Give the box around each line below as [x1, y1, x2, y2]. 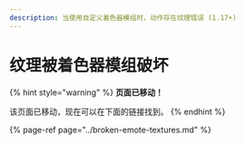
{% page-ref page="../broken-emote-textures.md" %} [9, 124, 211, 135]
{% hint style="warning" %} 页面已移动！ [9, 87, 164, 98]
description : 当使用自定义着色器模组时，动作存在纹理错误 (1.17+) [9, 13, 238, 23]
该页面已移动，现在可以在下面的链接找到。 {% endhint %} [9, 106, 226, 117]
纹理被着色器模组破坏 [9, 55, 170, 75]
